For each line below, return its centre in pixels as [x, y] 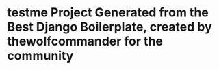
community [40, 56]
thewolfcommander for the [85, 41]
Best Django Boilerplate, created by [109, 27]
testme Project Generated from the [108, 13]
